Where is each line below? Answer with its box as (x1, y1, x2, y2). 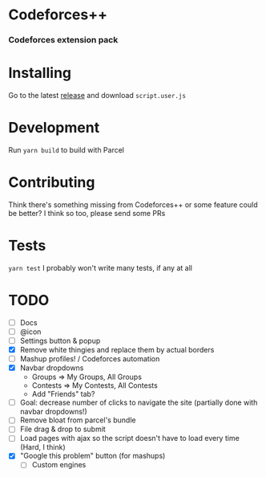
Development (8, 119, 100, 137)
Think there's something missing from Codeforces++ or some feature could (8, 199, 258, 210)
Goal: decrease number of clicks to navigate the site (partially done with (19, 397, 258, 407)
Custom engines (31, 460, 87, 470)
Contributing (8, 173, 95, 192)
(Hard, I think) (19, 442, 66, 452)
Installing (8, 64, 72, 82)
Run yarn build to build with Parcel (8, 145, 124, 154)
